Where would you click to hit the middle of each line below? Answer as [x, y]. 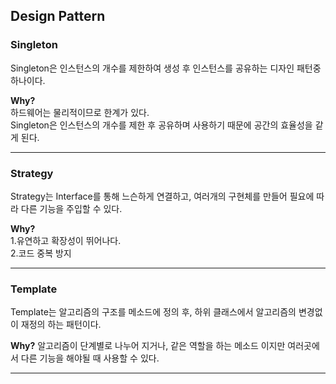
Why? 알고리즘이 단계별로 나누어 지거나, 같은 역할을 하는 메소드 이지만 [148, 346]
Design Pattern [58, 16]
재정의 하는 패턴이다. [61, 325]
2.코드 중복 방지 [41, 253]
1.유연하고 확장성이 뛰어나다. [66, 240]
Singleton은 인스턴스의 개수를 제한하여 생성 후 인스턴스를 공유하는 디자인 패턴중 [166, 68]
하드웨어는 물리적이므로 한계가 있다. [80, 112]
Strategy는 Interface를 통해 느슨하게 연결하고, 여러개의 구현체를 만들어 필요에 [162, 196]
